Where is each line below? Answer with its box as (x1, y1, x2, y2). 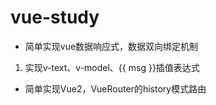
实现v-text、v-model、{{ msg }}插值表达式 (24, 61, 200, 73)
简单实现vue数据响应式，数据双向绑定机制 (24, 40, 199, 52)
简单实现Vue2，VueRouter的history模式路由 (24, 82, 207, 95)
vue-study (10, 6, 100, 29)
